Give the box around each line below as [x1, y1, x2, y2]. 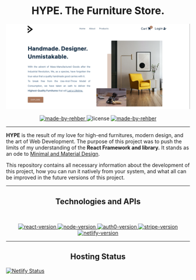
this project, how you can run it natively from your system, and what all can [6, 168, 187, 175]
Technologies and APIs [55, 197, 141, 206]
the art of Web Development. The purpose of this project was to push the [6, 138, 182, 145]
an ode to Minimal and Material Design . [6, 150, 100, 157]
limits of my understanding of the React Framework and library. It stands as [6, 144, 190, 151]
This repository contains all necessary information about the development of [6, 162, 190, 169]
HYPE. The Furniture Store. [31, 4, 165, 17]
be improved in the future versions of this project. [6, 174, 125, 181]
